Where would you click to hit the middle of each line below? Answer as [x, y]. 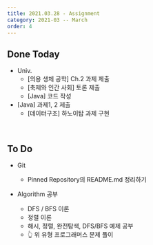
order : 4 [20, 26]
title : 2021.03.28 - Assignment [53, 13]
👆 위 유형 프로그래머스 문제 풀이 [70, 234]
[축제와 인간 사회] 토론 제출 [64, 87]
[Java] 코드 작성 [49, 96]
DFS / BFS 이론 [48, 209]
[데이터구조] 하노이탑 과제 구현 [69, 114]
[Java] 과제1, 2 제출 [44, 105]
